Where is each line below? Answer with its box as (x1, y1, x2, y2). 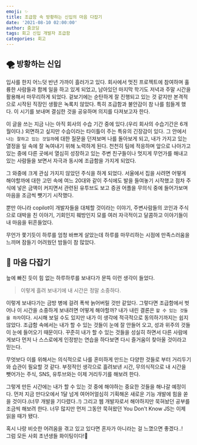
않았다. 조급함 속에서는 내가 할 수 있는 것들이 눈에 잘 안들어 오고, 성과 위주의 (6, 321, 180, 328)
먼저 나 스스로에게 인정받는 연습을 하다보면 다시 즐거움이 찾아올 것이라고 (21, 336, 187, 343)
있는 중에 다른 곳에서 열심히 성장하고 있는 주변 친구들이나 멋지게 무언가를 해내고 (6, 149, 188, 156)
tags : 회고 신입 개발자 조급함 (6, 31, 71, 36)
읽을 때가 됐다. (6, 412, 39, 419)
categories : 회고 (6, 36, 46, 42)
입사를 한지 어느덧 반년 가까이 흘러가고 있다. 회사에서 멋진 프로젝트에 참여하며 (6, 78, 183, 85)
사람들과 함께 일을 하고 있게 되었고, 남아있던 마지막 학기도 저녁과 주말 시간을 (16, 86, 191, 93)
